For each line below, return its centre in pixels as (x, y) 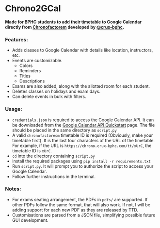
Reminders (30, 71)
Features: (16, 39)
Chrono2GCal (33, 8)
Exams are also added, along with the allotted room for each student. (81, 86)
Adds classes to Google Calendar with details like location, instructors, (82, 50)
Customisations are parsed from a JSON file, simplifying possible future (84, 215)
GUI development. (30, 220)
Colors (26, 65)
